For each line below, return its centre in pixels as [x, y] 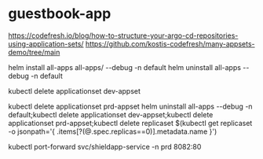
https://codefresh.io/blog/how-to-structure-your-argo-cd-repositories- [123, 35]
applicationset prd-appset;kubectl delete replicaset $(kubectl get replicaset [130, 123]
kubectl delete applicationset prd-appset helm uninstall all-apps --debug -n [130, 106]
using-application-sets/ [46, 43]
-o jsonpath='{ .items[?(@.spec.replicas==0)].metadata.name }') [113, 131]
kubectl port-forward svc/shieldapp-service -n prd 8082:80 [105, 146]
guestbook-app [60, 14]
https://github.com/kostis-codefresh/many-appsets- [170, 43]
